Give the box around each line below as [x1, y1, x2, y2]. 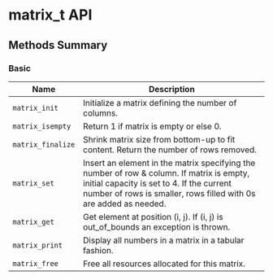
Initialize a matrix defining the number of [82, 97, 237, 108]
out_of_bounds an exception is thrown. [82, 221, 231, 233]
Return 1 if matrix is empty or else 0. [82, 120, 222, 132]
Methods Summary [8, 38, 108, 52]
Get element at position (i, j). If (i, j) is [82, 211, 223, 222]
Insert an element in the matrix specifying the [82, 157, 256, 168]
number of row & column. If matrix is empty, [82, 167, 250, 178]
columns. [82, 107, 119, 119]
